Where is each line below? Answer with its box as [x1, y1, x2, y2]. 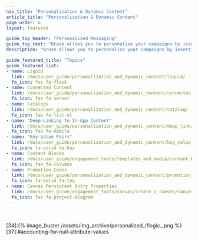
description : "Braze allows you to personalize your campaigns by [6, 47, 173, 53]
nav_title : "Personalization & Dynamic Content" [6, 8, 128, 15]
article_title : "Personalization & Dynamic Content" [6, 14, 138, 20]
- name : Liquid [6, 68, 44, 74]
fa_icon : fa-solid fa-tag [11, 178, 75, 184]
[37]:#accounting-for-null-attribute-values [6, 228, 109, 235]
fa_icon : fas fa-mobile [11, 128, 70, 134]
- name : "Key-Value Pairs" [6, 134, 72, 140]
